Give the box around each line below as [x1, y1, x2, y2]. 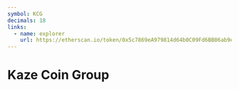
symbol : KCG [7, 10, 43, 18]
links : [7, 23, 27, 30]
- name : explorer [14, 30, 65, 37]
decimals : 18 [7, 17, 46, 24]
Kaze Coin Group [7, 67, 110, 83]
